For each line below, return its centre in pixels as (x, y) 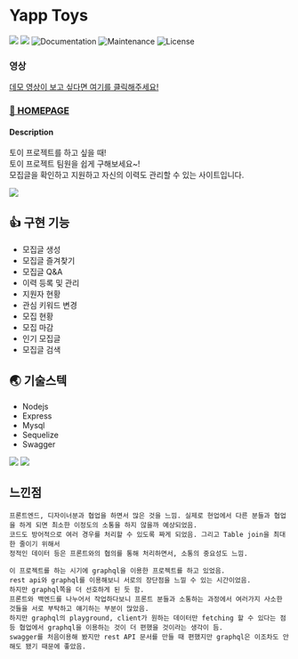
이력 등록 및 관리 (51, 283)
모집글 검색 (41, 350)
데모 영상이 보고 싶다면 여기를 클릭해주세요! (84, 87)
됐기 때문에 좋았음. (56, 647)
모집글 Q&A (42, 272)
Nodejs (35, 406)
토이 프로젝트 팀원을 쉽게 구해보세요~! (75, 164)
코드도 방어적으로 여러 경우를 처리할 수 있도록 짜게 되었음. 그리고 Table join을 (139, 534)
